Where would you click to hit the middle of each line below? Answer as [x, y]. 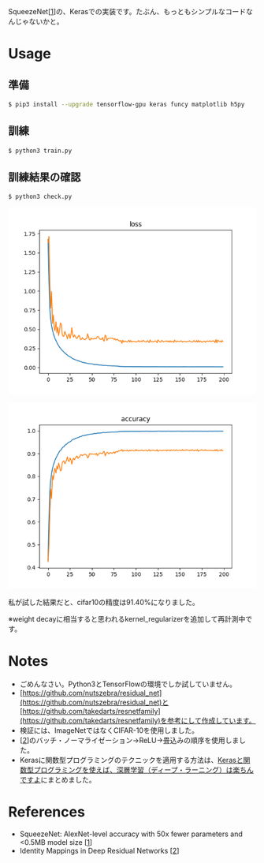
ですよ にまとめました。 [58, 780]
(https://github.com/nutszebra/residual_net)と [94, 702]
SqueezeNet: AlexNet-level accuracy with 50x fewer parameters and [131, 834]
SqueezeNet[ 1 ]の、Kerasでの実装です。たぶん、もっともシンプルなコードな [131, 11]
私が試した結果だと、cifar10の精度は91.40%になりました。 [104, 603]
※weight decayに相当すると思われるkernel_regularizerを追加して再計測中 [127, 619]
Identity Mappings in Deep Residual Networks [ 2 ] [99, 851]
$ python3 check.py [40, 197]
